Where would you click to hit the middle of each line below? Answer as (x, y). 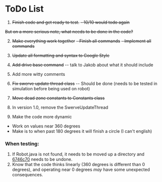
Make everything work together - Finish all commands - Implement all (81, 41)
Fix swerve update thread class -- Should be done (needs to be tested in (85, 84)
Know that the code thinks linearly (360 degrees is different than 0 (78, 165)
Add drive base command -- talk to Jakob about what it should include (83, 65)
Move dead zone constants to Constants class (58, 98)
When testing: (22, 143)
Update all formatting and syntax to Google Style (61, 55)
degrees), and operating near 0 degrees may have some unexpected (81, 169)
